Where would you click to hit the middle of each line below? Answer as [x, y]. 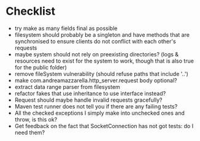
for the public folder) [40, 67]
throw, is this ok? [36, 119]
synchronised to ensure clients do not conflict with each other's [95, 41]
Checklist [31, 11]
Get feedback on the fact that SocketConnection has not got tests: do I [104, 126]
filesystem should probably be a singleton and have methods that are [102, 34]
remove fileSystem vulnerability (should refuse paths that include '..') [101, 74]
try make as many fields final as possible [66, 28]
